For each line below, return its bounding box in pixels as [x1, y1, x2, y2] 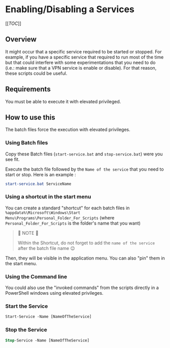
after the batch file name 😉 [17, 245, 75, 251]
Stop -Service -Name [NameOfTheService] [5, 338, 90, 343]
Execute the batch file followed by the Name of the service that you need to [5, 166, 164, 172]
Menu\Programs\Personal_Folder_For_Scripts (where [5, 214, 115, 220]
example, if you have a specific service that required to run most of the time [5, 54, 164, 60]
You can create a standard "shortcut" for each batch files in [5, 205, 130, 211]
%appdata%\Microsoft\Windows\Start [5, 210, 81, 215]
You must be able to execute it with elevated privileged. [5, 98, 121, 105]
